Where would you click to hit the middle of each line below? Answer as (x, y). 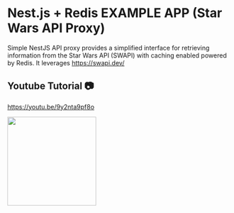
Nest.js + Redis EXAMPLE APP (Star (115, 13)
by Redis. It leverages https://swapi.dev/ (66, 62)
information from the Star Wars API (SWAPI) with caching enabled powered (117, 55)
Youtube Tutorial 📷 (51, 86)
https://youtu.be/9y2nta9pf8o (51, 106)
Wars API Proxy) (56, 28)
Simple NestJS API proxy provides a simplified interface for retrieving (108, 48)
